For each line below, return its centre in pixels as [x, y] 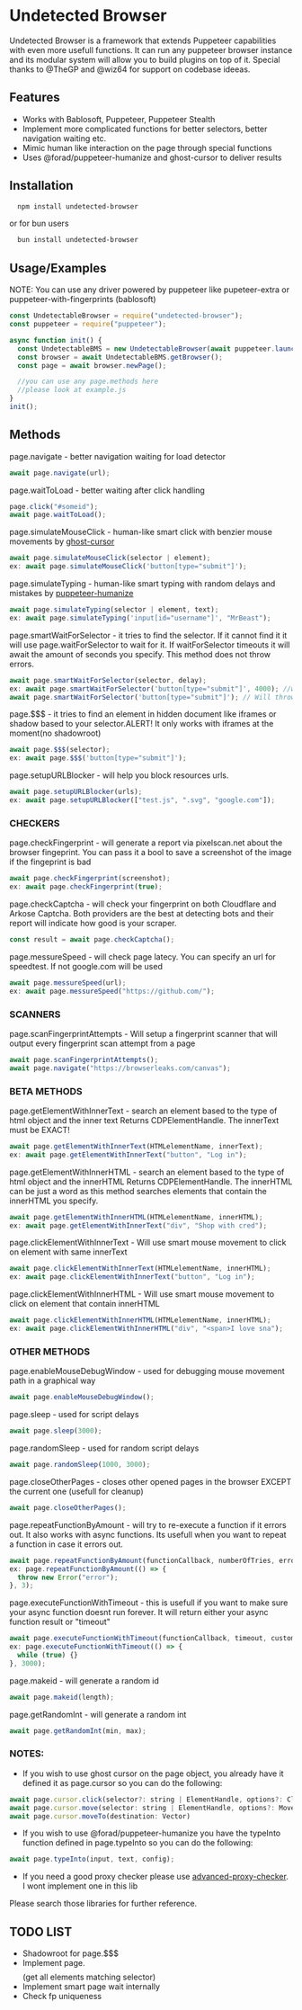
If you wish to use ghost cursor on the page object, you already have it [153, 1773]
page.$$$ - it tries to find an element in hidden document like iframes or [143, 714]
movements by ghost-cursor [62, 541]
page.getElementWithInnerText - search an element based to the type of [143, 1111]
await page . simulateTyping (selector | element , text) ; [114, 610]
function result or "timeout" [60, 1622]
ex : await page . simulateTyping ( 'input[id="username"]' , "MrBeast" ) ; [140, 618]
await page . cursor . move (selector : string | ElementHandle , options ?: [142, 1808]
